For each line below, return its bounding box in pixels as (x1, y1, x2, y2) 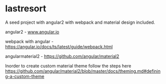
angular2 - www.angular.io (5, 29, 59, 35)
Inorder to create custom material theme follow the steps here (5, 63, 131, 69)
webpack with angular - (5, 38, 54, 44)
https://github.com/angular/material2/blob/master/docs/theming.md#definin (5, 68, 161, 74)
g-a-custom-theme (5, 73, 45, 79)
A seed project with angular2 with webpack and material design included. (5, 19, 155, 25)
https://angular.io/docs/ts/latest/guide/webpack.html (5, 43, 113, 49)
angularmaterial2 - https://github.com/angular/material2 (5, 53, 119, 59)
